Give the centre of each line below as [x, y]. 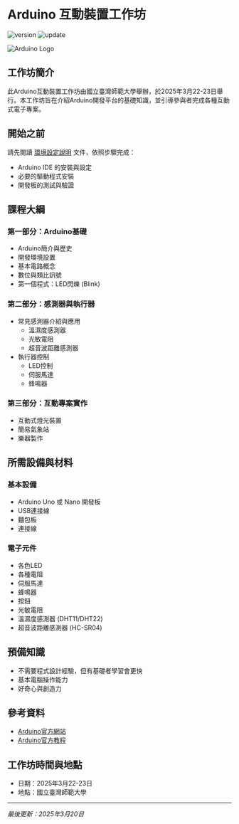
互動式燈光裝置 [39, 420]
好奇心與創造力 [39, 688]
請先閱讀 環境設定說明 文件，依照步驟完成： [71, 152]
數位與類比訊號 [39, 275]
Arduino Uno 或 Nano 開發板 [59, 502]
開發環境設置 [36, 258]
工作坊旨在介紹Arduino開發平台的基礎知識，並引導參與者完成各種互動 [128, 100]
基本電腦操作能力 [43, 680]
